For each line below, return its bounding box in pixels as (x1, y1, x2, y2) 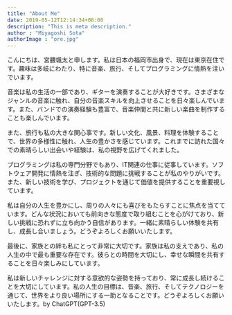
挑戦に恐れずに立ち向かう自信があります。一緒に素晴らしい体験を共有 (19, 219, 220, 227)
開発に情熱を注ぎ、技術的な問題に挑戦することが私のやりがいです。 (30, 169, 225, 177)
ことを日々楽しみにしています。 (12, 259, 104, 267)
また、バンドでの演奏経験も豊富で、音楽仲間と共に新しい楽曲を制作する (18, 105, 225, 114)
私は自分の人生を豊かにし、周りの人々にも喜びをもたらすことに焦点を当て (7, 201, 220, 210)
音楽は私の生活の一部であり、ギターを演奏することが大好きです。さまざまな (7, 88, 225, 96)
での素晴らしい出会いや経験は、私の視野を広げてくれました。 (7, 146, 184, 154)
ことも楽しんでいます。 (7, 114, 73, 122)
